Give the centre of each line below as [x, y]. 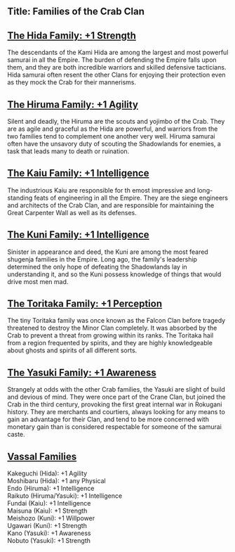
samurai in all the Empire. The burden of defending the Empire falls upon [112, 60]
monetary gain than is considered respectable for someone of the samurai [115, 427]
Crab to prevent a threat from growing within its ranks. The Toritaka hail [110, 335]
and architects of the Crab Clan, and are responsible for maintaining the [111, 205]
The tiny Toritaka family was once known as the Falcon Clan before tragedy [116, 321]
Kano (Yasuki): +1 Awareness [49, 533]
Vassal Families [42, 456]
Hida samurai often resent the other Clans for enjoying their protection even [116, 75]
